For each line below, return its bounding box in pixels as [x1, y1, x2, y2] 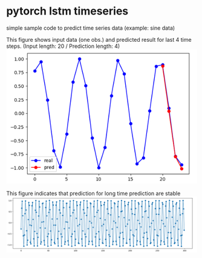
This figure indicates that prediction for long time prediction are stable [6, 190, 181, 197]
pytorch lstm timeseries [6, 4, 129, 18]
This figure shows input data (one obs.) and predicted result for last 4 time [6, 36, 192, 43]
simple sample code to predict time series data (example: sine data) [6, 24, 175, 31]
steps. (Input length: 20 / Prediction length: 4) [6, 42, 120, 50]
